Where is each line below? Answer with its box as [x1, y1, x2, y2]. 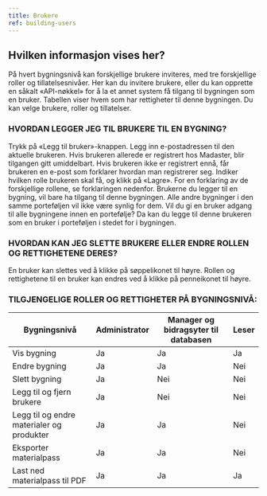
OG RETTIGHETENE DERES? [8, 248, 118, 259]
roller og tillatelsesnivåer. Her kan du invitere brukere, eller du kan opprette [8, 78, 253, 88]
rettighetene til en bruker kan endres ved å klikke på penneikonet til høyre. [8, 274, 252, 283]
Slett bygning [12, 373, 62, 385]
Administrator [95, 324, 149, 335]
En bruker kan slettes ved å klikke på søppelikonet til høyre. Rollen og [8, 265, 235, 275]
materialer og [12, 420, 62, 431]
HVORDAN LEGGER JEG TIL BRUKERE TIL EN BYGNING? [8, 123, 227, 135]
